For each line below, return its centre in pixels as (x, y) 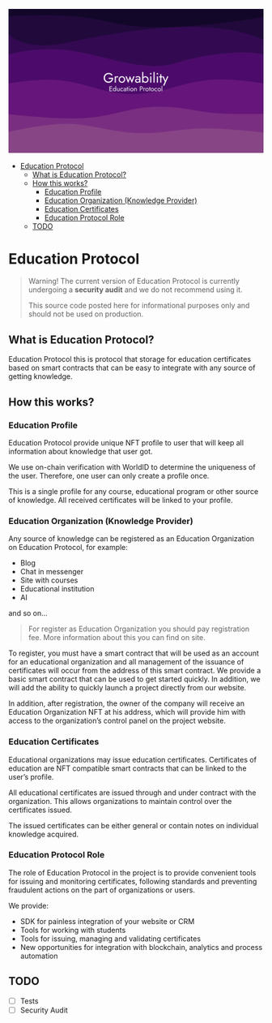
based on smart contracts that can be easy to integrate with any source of (132, 368)
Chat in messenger (51, 572)
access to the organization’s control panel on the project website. (117, 721)
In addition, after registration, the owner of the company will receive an (127, 703)
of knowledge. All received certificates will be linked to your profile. (121, 500)
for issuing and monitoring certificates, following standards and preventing (133, 881)
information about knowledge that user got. (81, 451)
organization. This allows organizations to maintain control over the (120, 801)
